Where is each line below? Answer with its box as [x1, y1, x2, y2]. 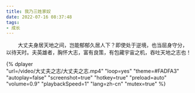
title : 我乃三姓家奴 [6, 8, 51, 15]
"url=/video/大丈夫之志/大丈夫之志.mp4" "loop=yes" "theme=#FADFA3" [6, 68, 180, 75]
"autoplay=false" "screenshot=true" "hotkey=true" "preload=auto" [6, 74, 167, 81]
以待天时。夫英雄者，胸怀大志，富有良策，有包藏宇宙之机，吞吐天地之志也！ [6, 49, 191, 56]
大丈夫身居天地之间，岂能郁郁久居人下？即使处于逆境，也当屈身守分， [17, 42, 188, 49]
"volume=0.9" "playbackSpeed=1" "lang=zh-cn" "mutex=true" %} [6, 80, 166, 88]
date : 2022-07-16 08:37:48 [6, 14, 72, 20]
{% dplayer [6, 61, 33, 68]
